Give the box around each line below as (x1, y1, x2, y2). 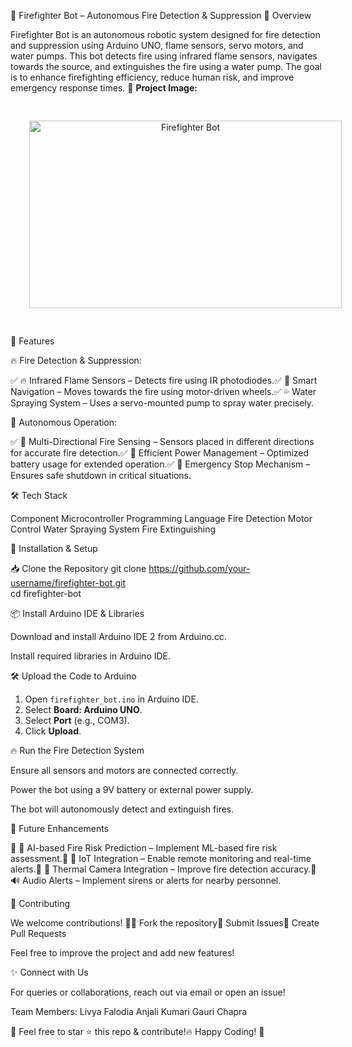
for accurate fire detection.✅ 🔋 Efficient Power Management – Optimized (10, 447, 310, 459)
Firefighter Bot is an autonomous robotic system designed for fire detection (10, 29, 321, 40)
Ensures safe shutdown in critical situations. (10, 470, 192, 481)
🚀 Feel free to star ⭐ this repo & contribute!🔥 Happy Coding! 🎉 (10, 1026, 265, 1037)
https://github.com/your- (148, 563, 251, 574)
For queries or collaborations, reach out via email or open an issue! (10, 986, 286, 998)
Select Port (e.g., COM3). (24, 715, 130, 726)
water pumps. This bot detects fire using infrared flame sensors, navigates (10, 50, 318, 62)
